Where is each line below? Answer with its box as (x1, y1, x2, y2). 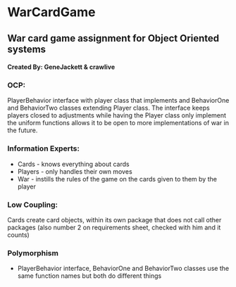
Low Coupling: (7, 200, 58, 210)
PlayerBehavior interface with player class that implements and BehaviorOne (7, 96, 230, 105)
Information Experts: (7, 143, 80, 153)
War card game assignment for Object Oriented (7, 32, 220, 44)
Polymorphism (7, 248, 58, 257)
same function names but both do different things (17, 272, 162, 280)
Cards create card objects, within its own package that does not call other (7, 216, 222, 224)
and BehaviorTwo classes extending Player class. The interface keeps (7, 103, 210, 113)
